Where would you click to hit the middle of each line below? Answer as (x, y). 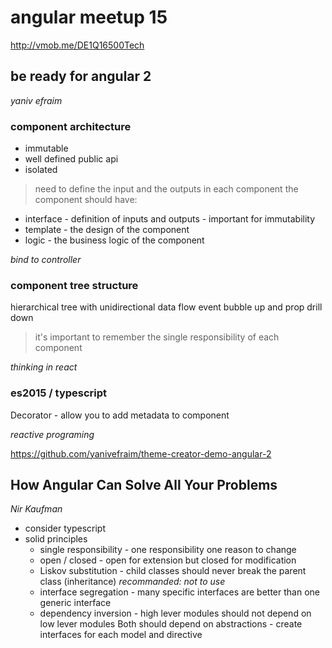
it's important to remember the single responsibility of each (157, 337)
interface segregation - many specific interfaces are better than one (179, 592)
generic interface (75, 603)
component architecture (71, 126)
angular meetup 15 (89, 17)
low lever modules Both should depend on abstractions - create (171, 624)
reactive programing (52, 434)
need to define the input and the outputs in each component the (166, 189)
